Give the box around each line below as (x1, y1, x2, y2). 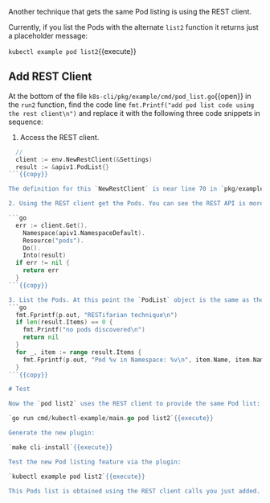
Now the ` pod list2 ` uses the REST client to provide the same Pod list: (8, 400, 261, 408)
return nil (22, 333, 59, 341)
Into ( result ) (22, 251, 67, 260)
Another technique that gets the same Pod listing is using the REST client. (8, 7, 252, 16)
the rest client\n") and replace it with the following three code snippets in (8, 108, 260, 118)
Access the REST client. (19, 132, 100, 142)
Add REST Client (8, 70, 92, 84)
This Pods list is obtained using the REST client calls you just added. (8, 487, 261, 495)
